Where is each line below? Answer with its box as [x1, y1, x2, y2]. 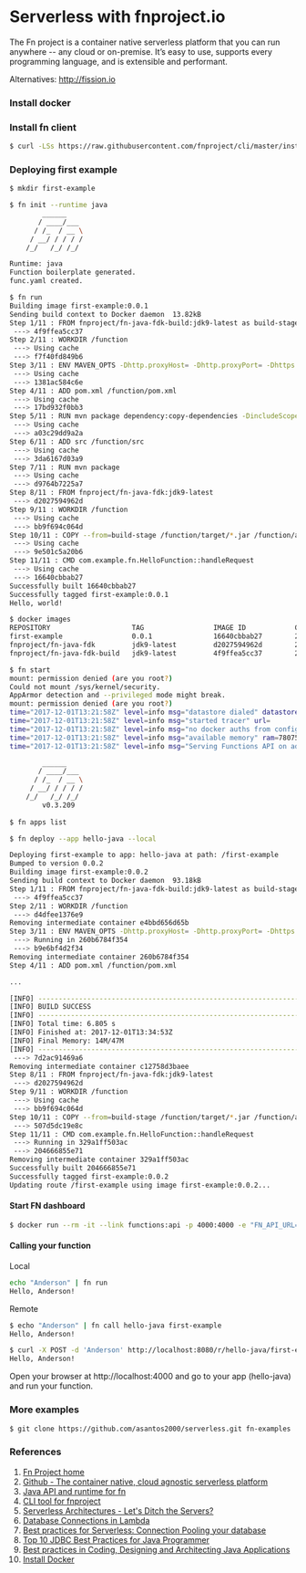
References [9, 1445, 62, 1458]
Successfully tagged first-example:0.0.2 [9, 1171, 169, 1181]
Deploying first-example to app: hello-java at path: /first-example [9, 851, 280, 860]
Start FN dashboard [9, 1201, 86, 1211]
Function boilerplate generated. [9, 267, 137, 278]
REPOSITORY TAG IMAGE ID [9, 624, 247, 633]
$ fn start [9, 665, 51, 675]
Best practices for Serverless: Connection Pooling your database [22, 1525, 267, 1536]
